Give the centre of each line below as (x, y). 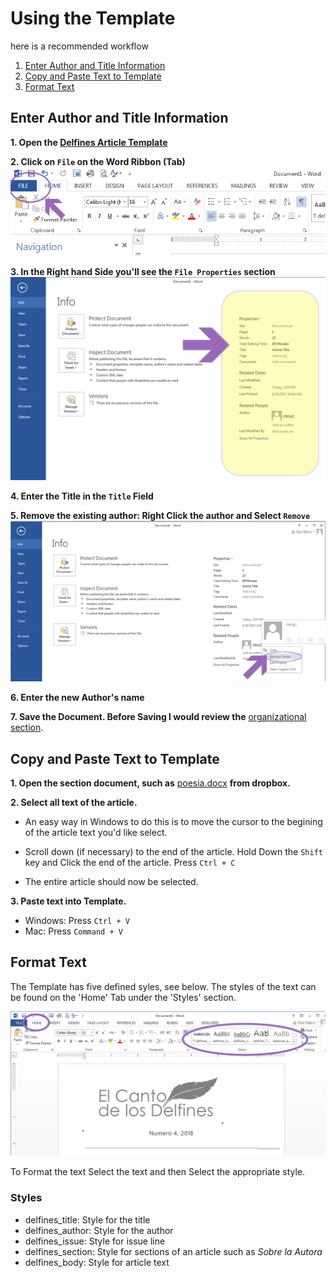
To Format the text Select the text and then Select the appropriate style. (158, 1172)
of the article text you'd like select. (96, 833)
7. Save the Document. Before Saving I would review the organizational (158, 717)
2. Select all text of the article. (74, 803)
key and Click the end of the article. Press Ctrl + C (130, 863)
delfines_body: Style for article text (97, 1262)
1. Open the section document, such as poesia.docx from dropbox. (150, 783)
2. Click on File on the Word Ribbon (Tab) (98, 161)
